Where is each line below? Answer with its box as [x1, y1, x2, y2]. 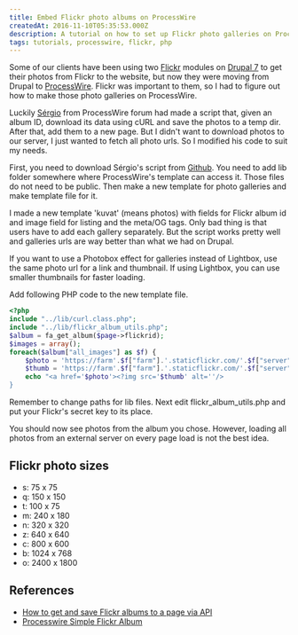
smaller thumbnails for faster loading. [9, 272, 145, 283]
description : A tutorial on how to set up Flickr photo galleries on [9, 29, 272, 38]
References [9, 583, 74, 599]
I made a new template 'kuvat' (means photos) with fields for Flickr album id [9, 208, 286, 218]
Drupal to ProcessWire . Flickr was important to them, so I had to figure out [9, 81, 281, 91]
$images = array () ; [9, 339, 82, 349]
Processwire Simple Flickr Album [21, 615, 143, 626]
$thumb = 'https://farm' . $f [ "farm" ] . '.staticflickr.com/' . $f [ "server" [25, 365, 292, 373]
